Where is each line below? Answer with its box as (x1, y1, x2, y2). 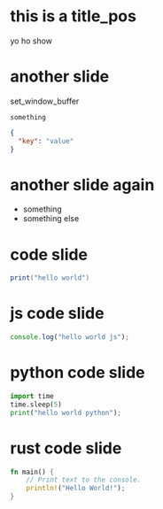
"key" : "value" (18, 136, 74, 145)
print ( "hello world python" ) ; (10, 408, 122, 417)
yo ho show (10, 35, 52, 46)
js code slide (10, 304, 105, 324)
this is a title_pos (10, 6, 136, 27)
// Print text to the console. (26, 475, 142, 484)
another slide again (10, 174, 155, 195)
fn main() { (10, 467, 54, 476)
